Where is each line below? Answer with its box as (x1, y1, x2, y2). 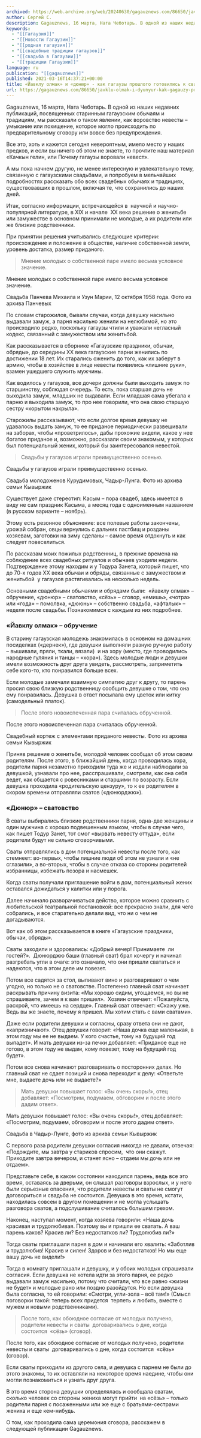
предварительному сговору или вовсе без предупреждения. (6, 128, 163, 136)
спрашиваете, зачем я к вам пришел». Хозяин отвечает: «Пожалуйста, (6, 995, 190, 1003)
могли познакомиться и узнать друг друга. (6, 1376, 116, 1384)
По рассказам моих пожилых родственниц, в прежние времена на (6, 550, 178, 557)
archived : (6, 8, 31, 15)
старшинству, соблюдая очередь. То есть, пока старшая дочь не (6, 385, 173, 393)
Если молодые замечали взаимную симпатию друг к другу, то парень (6, 678, 187, 686)
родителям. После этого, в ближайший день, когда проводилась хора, (6, 757, 187, 764)
